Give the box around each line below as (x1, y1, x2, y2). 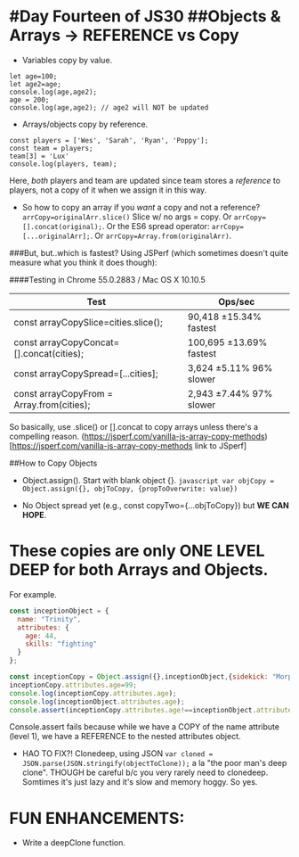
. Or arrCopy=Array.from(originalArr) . (90, 230, 232, 241)
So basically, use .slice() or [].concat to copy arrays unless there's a (9, 421, 259, 432)
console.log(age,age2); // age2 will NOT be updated (9, 103, 209, 112)
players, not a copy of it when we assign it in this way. (9, 185, 207, 195)
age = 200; (9, 95, 50, 104)
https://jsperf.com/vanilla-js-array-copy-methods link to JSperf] (12, 440, 247, 451)
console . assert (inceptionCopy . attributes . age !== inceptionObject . (9, 705, 256, 714)
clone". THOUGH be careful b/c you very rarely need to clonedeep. (21, 767, 269, 778)
